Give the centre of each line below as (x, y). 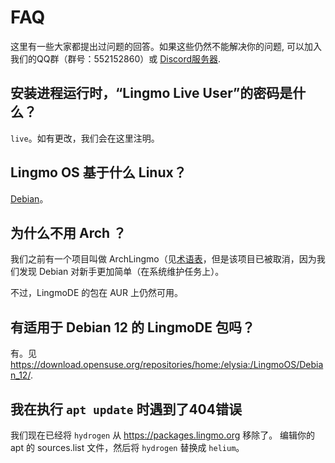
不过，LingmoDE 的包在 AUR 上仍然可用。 (96, 293)
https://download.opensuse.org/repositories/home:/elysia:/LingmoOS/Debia (167, 365)
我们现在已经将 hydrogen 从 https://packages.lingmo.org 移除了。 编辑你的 (163, 435)
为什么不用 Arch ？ (68, 232)
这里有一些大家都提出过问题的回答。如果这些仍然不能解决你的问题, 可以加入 (166, 46)
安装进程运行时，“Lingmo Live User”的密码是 (151, 93)
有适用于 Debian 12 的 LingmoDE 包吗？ (132, 327)
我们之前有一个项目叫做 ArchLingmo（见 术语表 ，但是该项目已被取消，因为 (163, 259)
